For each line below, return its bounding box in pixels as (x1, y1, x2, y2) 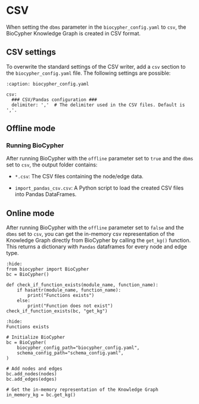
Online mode (6, 208, 55, 218)
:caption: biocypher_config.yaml (6, 81, 89, 87)
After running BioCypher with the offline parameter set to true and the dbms (6, 155, 194, 162)
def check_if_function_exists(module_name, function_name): (6, 282, 159, 288)
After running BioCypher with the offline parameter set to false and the (6, 224, 184, 231)
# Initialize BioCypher (6, 335, 66, 341)
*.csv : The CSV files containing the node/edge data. (14, 173, 144, 180)
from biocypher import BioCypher (6, 266, 89, 272)
